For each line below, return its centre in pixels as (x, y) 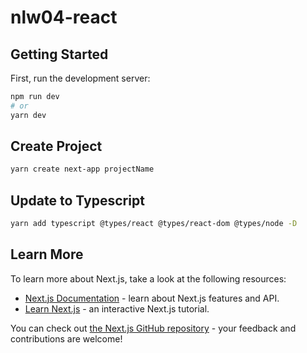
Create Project (56, 146)
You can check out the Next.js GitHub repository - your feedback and (153, 328)
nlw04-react (64, 17)
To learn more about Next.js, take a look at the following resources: (148, 278)
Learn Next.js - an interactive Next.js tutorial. (117, 308)
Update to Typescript (77, 200)
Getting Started (59, 54)
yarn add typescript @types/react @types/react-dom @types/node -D (154, 224)
